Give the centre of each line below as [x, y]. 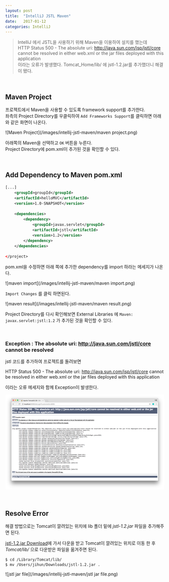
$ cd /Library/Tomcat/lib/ [34, 560]
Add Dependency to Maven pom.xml [64, 175]
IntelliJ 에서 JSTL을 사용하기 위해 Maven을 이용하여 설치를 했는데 [82, 42]
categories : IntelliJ [28, 27]
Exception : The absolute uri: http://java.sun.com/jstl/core [78, 344]
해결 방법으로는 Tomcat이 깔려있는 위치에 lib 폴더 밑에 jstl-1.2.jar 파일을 [76, 526]
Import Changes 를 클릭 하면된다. [38, 294]
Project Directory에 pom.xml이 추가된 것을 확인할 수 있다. [63, 149]
